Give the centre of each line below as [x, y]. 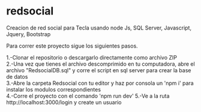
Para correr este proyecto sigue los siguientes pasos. [72, 46]
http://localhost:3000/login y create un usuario [64, 102]
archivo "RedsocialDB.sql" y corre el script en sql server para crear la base [99, 70]
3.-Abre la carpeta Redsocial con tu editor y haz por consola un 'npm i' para [100, 83]
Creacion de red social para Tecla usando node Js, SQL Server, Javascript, [99, 28]
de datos [17, 76]
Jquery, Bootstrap [28, 34]
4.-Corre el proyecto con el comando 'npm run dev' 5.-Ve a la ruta [88, 96]
